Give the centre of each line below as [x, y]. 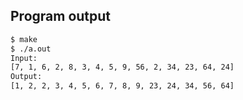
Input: [24, 58]
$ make [24, 39]
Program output [61, 16]
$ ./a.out [31, 49]
